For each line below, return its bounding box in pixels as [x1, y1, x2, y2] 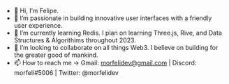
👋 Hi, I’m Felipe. [13, 7, 59, 15]
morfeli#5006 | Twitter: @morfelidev [13, 69, 119, 76]
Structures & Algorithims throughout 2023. [13, 36, 136, 44]
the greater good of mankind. [13, 51, 99, 59]
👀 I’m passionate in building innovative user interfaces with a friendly [13, 14, 212, 22]
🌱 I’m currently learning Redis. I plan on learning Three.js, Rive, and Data [13, 28, 222, 37]
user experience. [13, 22, 63, 29]
